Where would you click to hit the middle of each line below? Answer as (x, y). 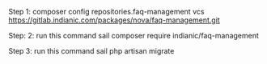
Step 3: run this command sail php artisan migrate (91, 51)
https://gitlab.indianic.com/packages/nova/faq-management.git (114, 20)
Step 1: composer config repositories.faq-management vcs (106, 12)
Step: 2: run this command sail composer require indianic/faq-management (133, 36)
